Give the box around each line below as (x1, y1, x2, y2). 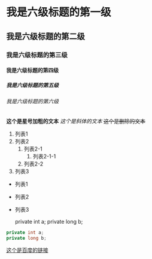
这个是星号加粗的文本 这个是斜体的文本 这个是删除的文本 (6, 118, 145, 125)
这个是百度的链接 (6, 246, 48, 254)
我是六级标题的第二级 (6, 31, 85, 41)
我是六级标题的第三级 (6, 50, 68, 59)
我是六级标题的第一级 (6, 5, 112, 19)
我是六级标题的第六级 (6, 98, 59, 105)
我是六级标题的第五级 (6, 82, 59, 89)
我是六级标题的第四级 (6, 67, 59, 74)
